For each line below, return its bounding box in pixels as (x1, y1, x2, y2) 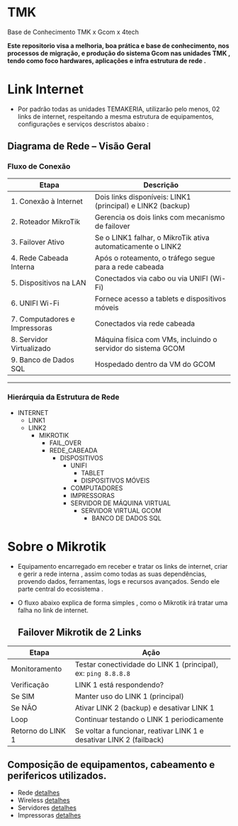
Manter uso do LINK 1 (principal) (74, 691, 184, 701)
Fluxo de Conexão (7, 162, 71, 171)
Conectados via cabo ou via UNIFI (94, 273, 208, 283)
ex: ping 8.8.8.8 (74, 668, 131, 678)
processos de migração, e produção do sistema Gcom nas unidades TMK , (7, 49, 231, 57)
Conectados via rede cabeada (94, 318, 195, 328)
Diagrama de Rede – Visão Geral (7, 140, 151, 152)
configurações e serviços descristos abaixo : (17, 120, 149, 128)
